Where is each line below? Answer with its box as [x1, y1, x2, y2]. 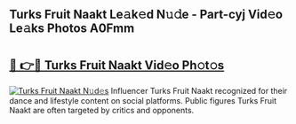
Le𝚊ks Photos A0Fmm [9, 21, 135, 36]
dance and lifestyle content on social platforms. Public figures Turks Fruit [9, 96, 277, 105]
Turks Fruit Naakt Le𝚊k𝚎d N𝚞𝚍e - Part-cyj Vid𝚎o [9, 7, 283, 22]
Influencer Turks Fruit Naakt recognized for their [110, 86, 288, 96]
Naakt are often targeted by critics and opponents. [9, 105, 195, 115]
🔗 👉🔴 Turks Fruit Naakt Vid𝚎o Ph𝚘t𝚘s [9, 58, 225, 73]
